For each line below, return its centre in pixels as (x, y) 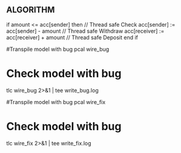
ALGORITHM (31, 10)
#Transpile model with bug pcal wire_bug (58, 49)
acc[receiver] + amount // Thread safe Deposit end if (72, 37)
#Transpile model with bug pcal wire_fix (56, 102)
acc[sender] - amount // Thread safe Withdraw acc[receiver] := (85, 31)
